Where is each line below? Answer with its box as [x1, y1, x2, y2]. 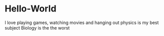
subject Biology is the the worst [5, 24, 70, 30]
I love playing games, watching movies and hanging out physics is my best [5, 19, 159, 25]
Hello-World [5, 3, 57, 14]
